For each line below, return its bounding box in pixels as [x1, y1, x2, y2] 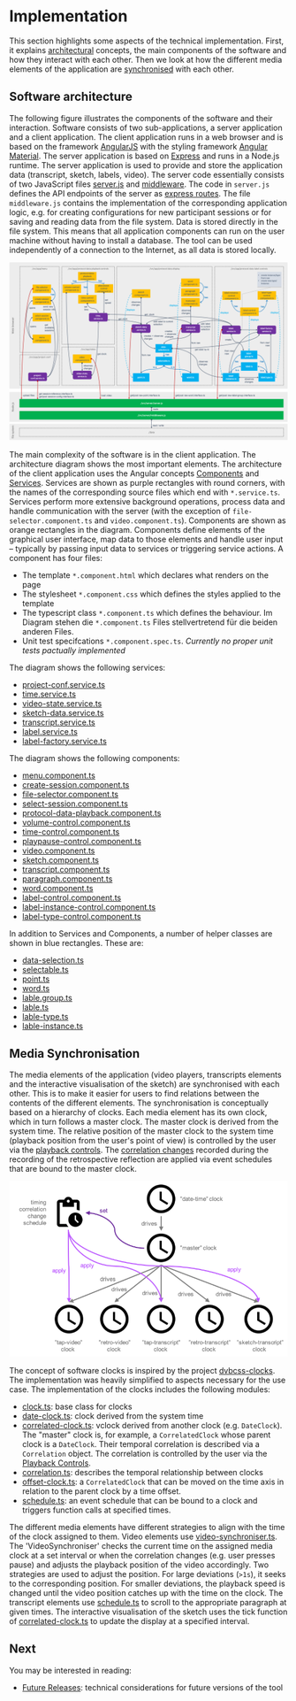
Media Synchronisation [9, 1046, 140, 1061]
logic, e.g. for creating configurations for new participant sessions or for [9, 206, 272, 218]
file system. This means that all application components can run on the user [9, 226, 285, 236]
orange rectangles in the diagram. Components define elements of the [9, 524, 265, 535]
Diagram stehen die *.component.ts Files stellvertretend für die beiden [21, 617, 278, 627]
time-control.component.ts [21, 826, 120, 837]
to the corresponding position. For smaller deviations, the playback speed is [9, 1578, 285, 1589]
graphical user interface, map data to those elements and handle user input [9, 534, 284, 544]
